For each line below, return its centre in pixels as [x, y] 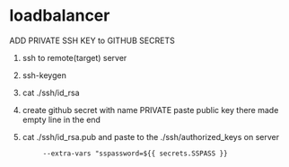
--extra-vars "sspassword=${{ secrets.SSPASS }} [135, 154]
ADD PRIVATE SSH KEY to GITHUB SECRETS [92, 40]
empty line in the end [61, 119]
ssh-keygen [44, 75]
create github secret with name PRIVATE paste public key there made [150, 110]
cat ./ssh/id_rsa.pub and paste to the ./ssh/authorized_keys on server [151, 136]
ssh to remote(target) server [74, 57]
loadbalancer [60, 16]
